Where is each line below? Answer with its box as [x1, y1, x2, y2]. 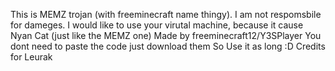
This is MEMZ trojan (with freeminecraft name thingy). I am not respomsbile [10, 9, 322, 20]
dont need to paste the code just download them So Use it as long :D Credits [10, 40, 326, 52]
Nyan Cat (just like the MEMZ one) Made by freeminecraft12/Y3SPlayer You [10, 30, 322, 41]
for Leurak [10, 51, 53, 63]
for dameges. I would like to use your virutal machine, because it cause [10, 19, 304, 31]
